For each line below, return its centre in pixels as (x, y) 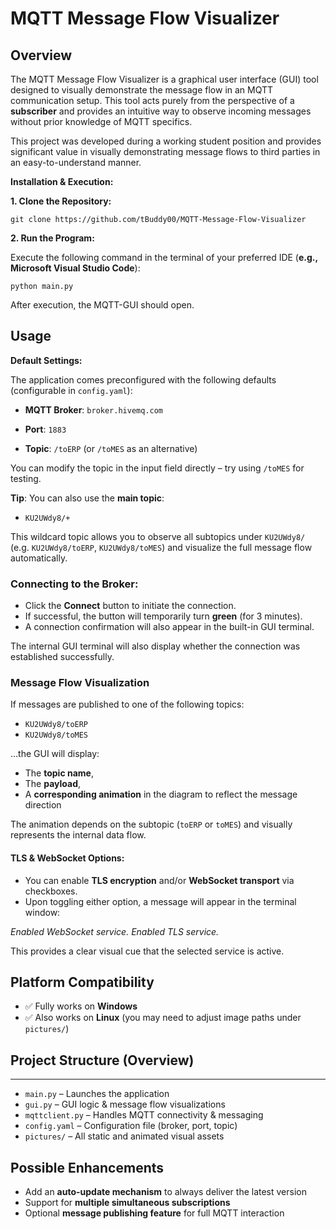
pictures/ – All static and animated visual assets (124, 1136)
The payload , (53, 784)
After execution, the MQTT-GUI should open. (102, 305)
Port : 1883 (45, 429)
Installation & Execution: (62, 181)
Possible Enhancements (87, 1167)
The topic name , (59, 773)
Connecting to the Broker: (74, 584)
